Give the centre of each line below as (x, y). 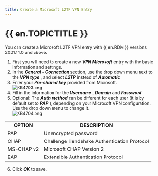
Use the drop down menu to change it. (51, 108)
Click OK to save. (29, 169)
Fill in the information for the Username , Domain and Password (77, 92)
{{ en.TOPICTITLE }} (47, 33)
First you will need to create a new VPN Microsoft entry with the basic (82, 62)
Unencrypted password (71, 133)
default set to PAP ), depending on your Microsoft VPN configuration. (81, 103)
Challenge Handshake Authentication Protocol (96, 141)
